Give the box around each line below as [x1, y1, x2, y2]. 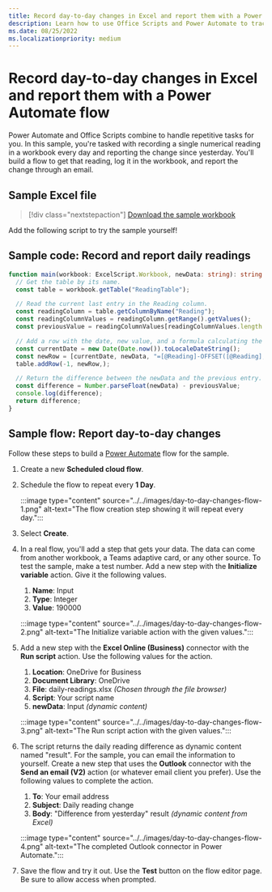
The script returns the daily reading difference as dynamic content [19, 741, 242, 751]
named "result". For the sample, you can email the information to [19, 750, 236, 759]
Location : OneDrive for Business [32, 667, 142, 677]
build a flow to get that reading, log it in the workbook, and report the [8, 156, 239, 166]
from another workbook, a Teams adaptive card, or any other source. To [19, 552, 261, 563]
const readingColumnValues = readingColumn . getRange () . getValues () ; [15, 315, 252, 324]
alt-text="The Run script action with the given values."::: [45, 725, 232, 735]
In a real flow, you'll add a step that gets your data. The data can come [19, 544, 256, 554]
